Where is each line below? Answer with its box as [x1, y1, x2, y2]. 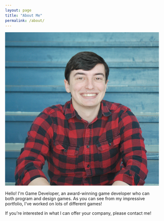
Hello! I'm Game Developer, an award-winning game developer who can [5, 190, 150, 197]
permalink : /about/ [5, 18, 45, 23]
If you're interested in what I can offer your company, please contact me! [5, 210, 151, 216]
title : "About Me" [5, 13, 42, 18]
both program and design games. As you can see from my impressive [5, 196, 145, 202]
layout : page [5, 8, 32, 13]
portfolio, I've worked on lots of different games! [5, 201, 102, 207]
